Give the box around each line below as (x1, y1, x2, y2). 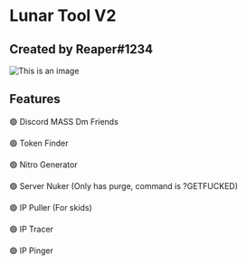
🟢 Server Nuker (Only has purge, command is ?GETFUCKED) (9, 180, 238, 191)
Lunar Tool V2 (9, 5, 117, 26)
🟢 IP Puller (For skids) (9, 202, 92, 213)
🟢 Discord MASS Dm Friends (9, 116, 119, 127)
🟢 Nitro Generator (9, 159, 79, 170)
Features (9, 91, 61, 107)
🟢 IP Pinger (9, 245, 54, 256)
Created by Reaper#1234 (9, 42, 154, 57)
